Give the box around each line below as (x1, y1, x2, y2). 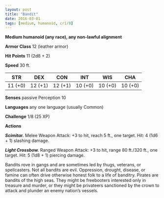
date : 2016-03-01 (5, 16, 41, 21)
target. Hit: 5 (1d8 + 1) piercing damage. (5, 152, 85, 158)
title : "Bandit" (5, 12, 38, 17)
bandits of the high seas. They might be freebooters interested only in (5, 178, 146, 183)
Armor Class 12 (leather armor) (5, 43, 69, 49)
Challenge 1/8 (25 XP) (5, 114, 50, 119)
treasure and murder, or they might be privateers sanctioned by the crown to (5, 182, 160, 188)
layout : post (5, 7, 32, 12)
